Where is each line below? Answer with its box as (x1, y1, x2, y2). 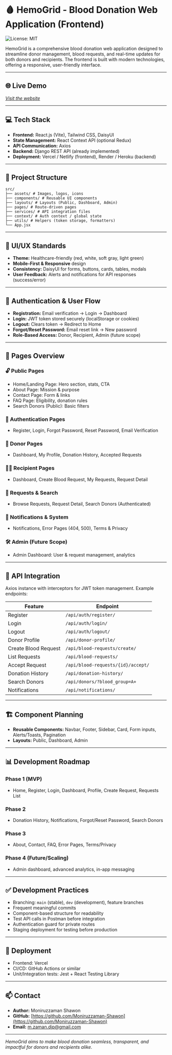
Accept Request (8, 662, 47, 669)
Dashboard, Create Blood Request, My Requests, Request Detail (12, 476, 148, 483)
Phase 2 (5, 805, 26, 813)
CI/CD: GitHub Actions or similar (12, 966, 81, 972)
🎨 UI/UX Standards (5, 241, 67, 250)
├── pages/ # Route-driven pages (5, 205, 77, 210)
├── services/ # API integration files (5, 209, 91, 215)
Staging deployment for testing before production (12, 927, 118, 933)
